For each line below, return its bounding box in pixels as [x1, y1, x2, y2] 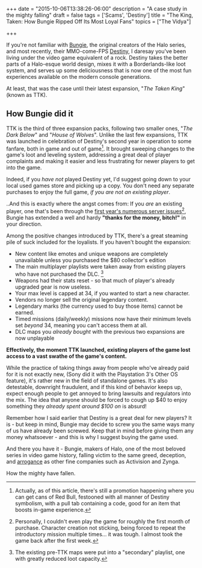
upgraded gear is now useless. [14, 283, 92, 290]
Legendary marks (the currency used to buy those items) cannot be [14, 302, 183, 310]
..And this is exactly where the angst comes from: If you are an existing [6, 200, 182, 207]
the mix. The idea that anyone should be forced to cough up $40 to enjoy [6, 396, 188, 403]
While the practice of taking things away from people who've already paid [6, 364, 189, 371]
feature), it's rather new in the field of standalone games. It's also [6, 376, 168, 384]
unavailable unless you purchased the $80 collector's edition [14, 257, 167, 264]
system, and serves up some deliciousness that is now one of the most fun [6, 67, 192, 74]
